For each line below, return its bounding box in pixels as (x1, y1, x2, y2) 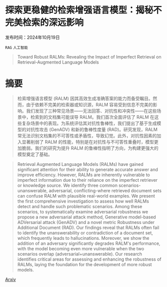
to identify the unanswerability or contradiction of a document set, (17, 229, 153, 236)
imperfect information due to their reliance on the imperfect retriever (17, 177, 158, 183)
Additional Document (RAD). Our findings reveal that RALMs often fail (17, 224, 160, 230)
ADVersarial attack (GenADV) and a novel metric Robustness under (17, 219, 155, 225)
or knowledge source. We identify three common (17, 182, 118, 188)
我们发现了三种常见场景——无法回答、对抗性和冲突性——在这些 (26, 108, 157, 114)
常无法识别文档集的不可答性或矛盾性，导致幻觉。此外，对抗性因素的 (17, 133, 157, 139)
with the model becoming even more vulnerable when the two (17, 245, 144, 251)
